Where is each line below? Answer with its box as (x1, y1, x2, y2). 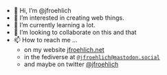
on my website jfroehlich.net (23, 46, 104, 54)
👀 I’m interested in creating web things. (13, 14, 125, 22)
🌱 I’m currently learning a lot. (13, 21, 96, 29)
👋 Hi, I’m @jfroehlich (13, 7, 72, 14)
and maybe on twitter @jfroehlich (23, 60, 119, 68)
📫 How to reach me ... (13, 36, 78, 44)
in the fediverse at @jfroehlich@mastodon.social (23, 53, 160, 61)
